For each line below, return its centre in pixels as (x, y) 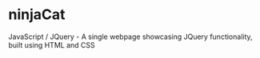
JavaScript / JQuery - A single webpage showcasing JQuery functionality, (131, 37)
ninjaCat (37, 15)
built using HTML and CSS (52, 44)
